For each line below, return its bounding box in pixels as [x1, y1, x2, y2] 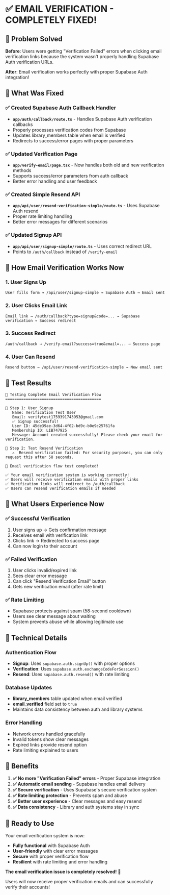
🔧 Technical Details [5, 633, 68, 642]
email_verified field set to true [12, 701, 77, 707]
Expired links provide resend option [12, 741, 88, 748]
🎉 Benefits [5, 761, 39, 770]
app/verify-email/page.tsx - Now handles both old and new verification [12, 162, 164, 168]
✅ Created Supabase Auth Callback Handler [5, 104, 116, 111]
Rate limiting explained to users [12, 747, 79, 753]
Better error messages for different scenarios [12, 219, 108, 225]
